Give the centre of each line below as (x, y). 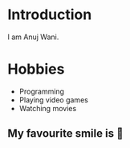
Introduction (50, 15)
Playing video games (54, 100)
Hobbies (36, 69)
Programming (42, 91)
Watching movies (48, 108)
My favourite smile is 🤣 (65, 134)
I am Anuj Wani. (33, 37)
